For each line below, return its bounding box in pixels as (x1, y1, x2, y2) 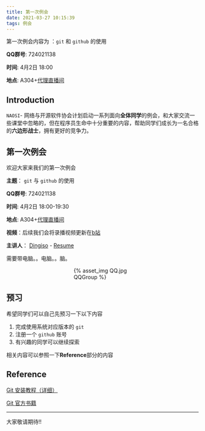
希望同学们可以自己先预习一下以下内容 (6, 310, 103, 317)
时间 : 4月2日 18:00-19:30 (6, 203, 69, 210)
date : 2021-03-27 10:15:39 (6, 15, 75, 21)
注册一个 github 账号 (15, 330, 67, 338)
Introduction (6, 95, 55, 105)
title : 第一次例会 (6, 9, 49, 15)
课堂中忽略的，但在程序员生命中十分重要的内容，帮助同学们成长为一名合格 (11, 120, 199, 127)
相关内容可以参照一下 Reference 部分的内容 (6, 351, 113, 358)
